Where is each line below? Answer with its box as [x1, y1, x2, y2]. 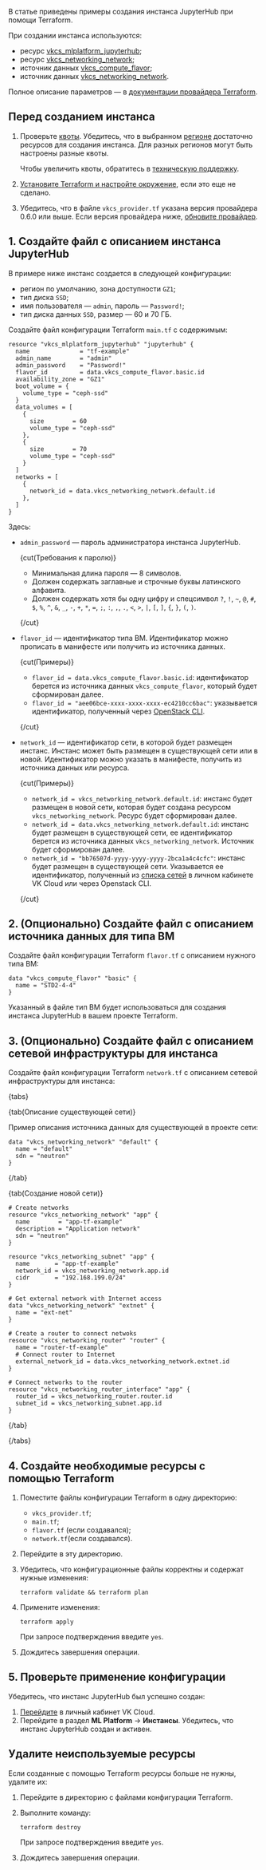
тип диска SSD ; [19, 292, 69, 302]
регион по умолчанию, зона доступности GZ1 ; [19, 283, 176, 294]
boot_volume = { [15, 382, 69, 390]
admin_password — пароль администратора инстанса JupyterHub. [19, 537, 241, 547]
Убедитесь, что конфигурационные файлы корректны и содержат [19, 1564, 244, 1575]
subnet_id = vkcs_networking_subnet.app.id [15, 1400, 162, 1408]
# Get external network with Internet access [8, 1295, 162, 1303]
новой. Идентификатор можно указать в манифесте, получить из [19, 754, 242, 764]
